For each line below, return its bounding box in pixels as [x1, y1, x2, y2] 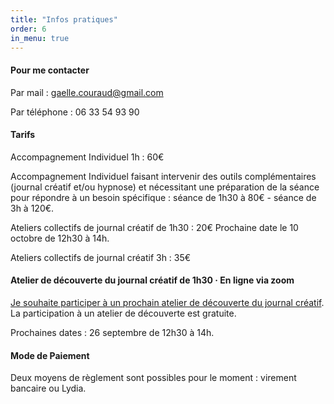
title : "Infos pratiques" [10, 14, 118, 25]
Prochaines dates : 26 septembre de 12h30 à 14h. [10, 326, 215, 338]
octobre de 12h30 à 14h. [10, 232, 110, 244]
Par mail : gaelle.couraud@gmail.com [10, 86, 164, 98]
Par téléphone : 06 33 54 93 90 [10, 106, 140, 118]
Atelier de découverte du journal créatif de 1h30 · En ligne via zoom [10, 274, 295, 286]
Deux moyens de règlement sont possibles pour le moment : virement [10, 372, 297, 384]
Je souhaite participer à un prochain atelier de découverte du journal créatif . [10, 296, 325, 308]
